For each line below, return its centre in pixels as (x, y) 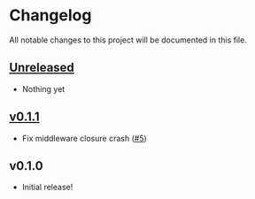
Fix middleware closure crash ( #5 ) (85, 138)
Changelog (50, 15)
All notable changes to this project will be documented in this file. (128, 40)
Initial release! (47, 188)
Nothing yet (43, 88)
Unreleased (42, 68)
